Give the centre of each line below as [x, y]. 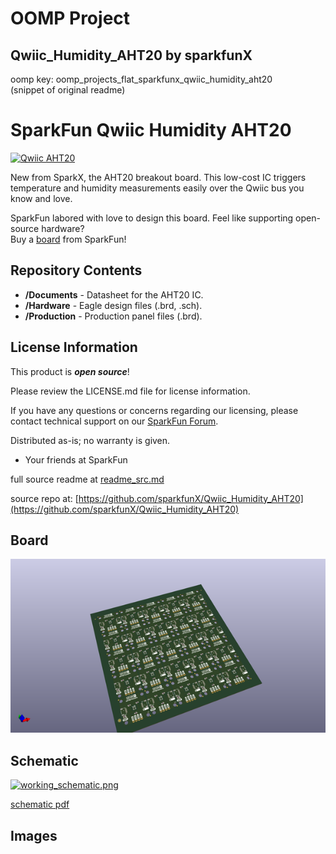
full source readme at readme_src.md [87, 479]
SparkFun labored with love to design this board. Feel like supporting [152, 218]
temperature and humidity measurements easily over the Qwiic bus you [157, 188]
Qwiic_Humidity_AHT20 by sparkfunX [131, 55]
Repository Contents [76, 270]
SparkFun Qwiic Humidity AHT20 [151, 130]
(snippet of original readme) [68, 90]
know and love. [41, 198]
